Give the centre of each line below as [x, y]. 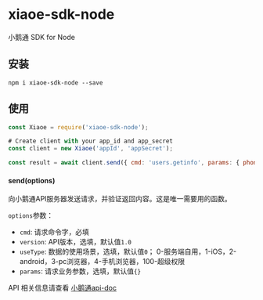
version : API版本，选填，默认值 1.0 [75, 242]
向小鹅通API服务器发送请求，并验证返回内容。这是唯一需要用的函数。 [120, 199]
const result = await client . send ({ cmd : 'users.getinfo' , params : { [124, 163]
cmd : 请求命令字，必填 [54, 232]
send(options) [32, 180]
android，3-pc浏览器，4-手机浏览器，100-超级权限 [102, 262]
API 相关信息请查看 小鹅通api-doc [63, 288]
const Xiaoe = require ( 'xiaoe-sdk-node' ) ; [78, 127]
